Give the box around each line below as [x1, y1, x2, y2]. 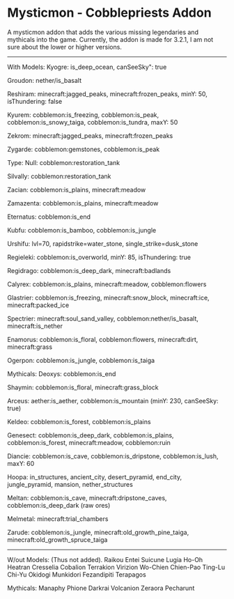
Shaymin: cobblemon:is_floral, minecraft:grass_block [7, 383, 159, 391]
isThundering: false [7, 97, 63, 105]
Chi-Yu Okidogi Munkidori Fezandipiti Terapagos [7, 570, 146, 579]
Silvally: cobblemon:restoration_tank [7, 172, 111, 180]
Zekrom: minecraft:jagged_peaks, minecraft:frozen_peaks [7, 131, 173, 140]
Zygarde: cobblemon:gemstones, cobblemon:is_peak [7, 145, 160, 153]
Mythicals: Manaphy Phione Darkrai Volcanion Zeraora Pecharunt [7, 584, 195, 592]
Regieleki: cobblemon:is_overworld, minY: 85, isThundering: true [7, 253, 192, 261]
